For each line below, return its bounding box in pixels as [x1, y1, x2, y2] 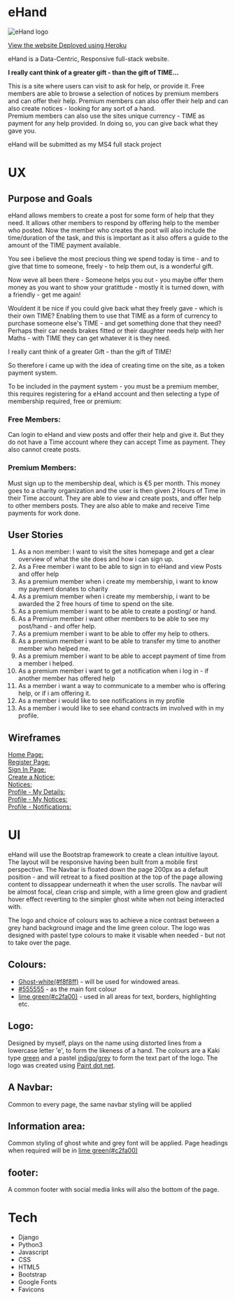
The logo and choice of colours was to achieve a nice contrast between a [8, 916, 220, 924]
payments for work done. [8, 509, 81, 517]
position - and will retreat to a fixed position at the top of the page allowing [8, 873, 223, 881]
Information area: [8, 1120, 86, 1132]
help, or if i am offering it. [17, 689, 92, 698]
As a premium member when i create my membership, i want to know [17, 577, 219, 586]
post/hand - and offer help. [17, 622, 97, 631]
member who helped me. [17, 645, 91, 653]
